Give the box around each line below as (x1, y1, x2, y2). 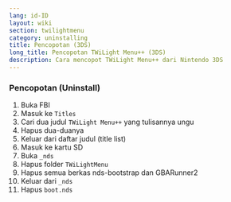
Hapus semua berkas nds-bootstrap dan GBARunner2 (20, 168, 198, 177)
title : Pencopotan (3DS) (9, 41, 92, 49)
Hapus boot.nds (20, 185, 73, 195)
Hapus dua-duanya (20, 126, 84, 135)
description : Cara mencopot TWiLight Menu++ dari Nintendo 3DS (9, 56, 224, 64)
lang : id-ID (9, 11, 49, 20)
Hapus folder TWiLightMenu (20, 160, 108, 169)
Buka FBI (20, 100, 50, 110)
